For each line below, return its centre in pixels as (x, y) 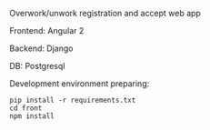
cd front (26, 108)
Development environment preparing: (80, 84)
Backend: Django (41, 48)
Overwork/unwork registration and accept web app (105, 13)
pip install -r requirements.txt (73, 100)
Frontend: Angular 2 (47, 30)
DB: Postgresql (37, 66)
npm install (32, 116)
